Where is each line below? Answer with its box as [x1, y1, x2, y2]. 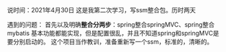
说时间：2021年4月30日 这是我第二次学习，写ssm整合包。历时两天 [7, 6, 196, 14]
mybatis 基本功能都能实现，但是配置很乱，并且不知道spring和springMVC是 [7, 29, 220, 37]
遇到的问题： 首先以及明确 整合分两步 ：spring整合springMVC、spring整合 [7, 21, 215, 29]
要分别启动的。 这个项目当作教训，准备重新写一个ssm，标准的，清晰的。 [7, 38, 213, 46]
